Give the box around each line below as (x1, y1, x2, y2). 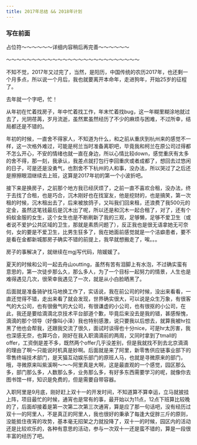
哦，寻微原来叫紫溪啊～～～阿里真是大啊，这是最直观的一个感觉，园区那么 (6, 361, 186, 368)
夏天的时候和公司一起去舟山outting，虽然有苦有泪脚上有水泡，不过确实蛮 (6, 261, 183, 268)
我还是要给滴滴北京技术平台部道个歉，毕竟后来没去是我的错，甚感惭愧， (16, 309, 191, 317)
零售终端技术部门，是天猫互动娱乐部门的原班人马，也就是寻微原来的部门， (6, 353, 186, 361)
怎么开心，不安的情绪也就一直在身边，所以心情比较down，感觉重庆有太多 (11, 150, 189, 157)
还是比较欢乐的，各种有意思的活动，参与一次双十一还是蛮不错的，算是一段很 (6, 425, 191, 432)
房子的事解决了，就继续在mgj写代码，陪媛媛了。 (6, 248, 123, 255)
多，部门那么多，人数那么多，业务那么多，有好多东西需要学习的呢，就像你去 (6, 368, 191, 376)
